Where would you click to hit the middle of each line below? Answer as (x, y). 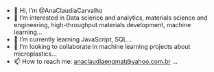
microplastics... (35, 54)
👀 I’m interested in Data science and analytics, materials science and (110, 18)
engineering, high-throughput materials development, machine (102, 25)
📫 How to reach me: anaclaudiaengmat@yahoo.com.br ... (96, 61)
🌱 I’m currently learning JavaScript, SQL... (73, 39)
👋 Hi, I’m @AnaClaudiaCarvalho (58, 11)
